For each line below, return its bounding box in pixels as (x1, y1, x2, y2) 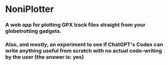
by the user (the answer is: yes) (5, 53, 84, 60)
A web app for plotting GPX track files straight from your (5, 21, 146, 28)
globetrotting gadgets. (5, 27, 62, 34)
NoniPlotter (5, 3, 54, 15)
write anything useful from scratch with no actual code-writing (5, 47, 162, 54)
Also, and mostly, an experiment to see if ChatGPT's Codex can (5, 41, 163, 48)
